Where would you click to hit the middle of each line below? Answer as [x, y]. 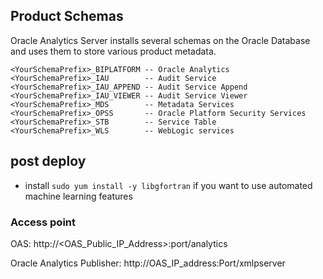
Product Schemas [67, 16]
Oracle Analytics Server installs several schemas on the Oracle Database [160, 40]
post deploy [48, 161]
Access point [43, 222]
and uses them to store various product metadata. [113, 51]
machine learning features [78, 196]
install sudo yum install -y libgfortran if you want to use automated [168, 185]
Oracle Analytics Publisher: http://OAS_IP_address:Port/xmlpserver [148, 263]
